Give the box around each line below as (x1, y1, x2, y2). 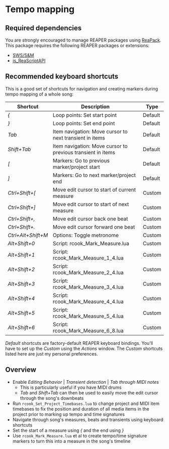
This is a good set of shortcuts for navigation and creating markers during (5, 85, 158, 92)
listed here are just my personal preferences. (5, 350, 98, 357)
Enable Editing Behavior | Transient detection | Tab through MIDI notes (12, 379, 159, 385)
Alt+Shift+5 (8, 309, 35, 317)
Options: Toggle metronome (52, 232, 119, 239)
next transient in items (52, 134, 106, 141)
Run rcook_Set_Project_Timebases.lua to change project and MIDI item (12, 400, 160, 407)
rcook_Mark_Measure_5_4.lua (52, 312, 124, 320)
